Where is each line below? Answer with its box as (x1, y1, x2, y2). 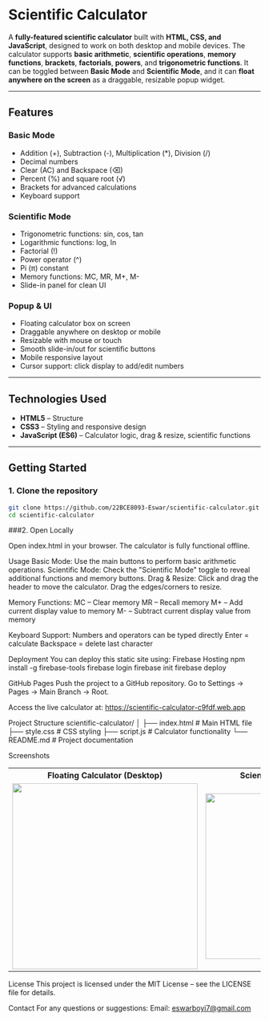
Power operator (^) (19, 255, 82, 264)
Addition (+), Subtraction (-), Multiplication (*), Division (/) (19, 148, 211, 157)
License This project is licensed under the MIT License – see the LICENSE (8, 979, 252, 989)
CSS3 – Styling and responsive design (19, 422, 147, 431)
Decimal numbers (19, 157, 78, 166)
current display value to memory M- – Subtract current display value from (8, 606, 251, 616)
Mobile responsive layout (19, 353, 103, 362)
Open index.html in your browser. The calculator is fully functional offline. (8, 541, 251, 551)
